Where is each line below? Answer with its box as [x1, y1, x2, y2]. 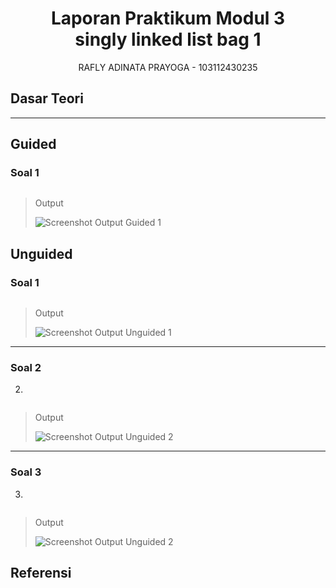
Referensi [10, 565, 72, 582]
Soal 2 [10, 361, 42, 375]
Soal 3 [10, 465, 42, 479]
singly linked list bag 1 [74, 28, 262, 51]
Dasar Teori [10, 90, 84, 107]
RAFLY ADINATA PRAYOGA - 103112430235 [78, 61, 258, 73]
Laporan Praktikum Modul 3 [50, 7, 286, 30]
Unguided [10, 245, 73, 262]
